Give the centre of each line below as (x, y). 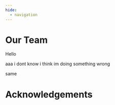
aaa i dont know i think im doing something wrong (58, 64)
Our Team (27, 40)
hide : (11, 10)
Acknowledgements (49, 94)
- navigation (24, 15)
